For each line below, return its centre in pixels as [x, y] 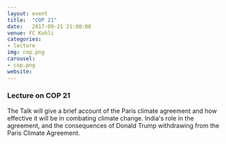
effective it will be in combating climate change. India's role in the [101, 118]
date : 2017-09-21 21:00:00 [49, 26]
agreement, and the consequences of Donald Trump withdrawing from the [113, 125]
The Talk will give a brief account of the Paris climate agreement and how [112, 111]
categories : [24, 39]
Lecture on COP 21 [39, 96]
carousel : [21, 59]
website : [20, 71]
